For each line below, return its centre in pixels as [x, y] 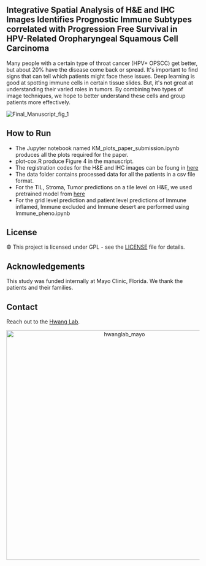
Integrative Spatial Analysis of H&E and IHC [91, 10]
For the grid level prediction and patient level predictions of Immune [101, 200]
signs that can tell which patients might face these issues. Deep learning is [101, 76]
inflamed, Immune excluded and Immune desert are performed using [102, 206]
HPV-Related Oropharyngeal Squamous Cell [93, 39]
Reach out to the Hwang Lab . [43, 322]
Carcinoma [28, 48]
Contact [22, 307]
